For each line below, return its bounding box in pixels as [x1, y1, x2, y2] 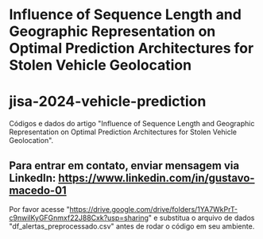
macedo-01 [9, 183, 67, 197]
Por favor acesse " [9, 204, 70, 214]
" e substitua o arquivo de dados [148, 213, 255, 222]
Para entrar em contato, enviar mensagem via [9, 159, 240, 172]
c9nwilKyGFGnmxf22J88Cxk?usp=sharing [9, 213, 149, 222]
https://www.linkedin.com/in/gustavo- [58, 171, 255, 184]
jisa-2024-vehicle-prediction [9, 93, 207, 110]
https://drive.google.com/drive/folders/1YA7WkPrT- [69, 204, 238, 214]
